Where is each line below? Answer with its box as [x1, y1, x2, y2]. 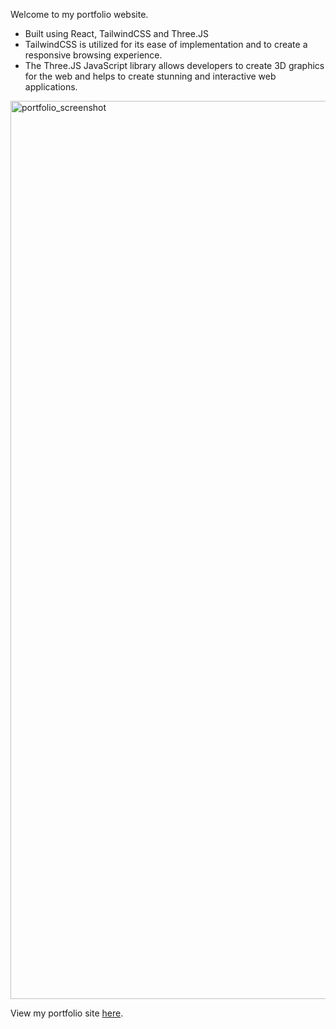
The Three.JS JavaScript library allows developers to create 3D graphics [24, 60, 325, 71]
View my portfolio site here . [10, 1007, 124, 1019]
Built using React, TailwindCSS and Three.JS [24, 28, 209, 39]
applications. [24, 81, 78, 93]
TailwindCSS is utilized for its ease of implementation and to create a [24, 39, 308, 50]
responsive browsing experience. [24, 49, 163, 61]
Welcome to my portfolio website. [10, 9, 149, 20]
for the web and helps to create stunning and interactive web [24, 70, 277, 82]
